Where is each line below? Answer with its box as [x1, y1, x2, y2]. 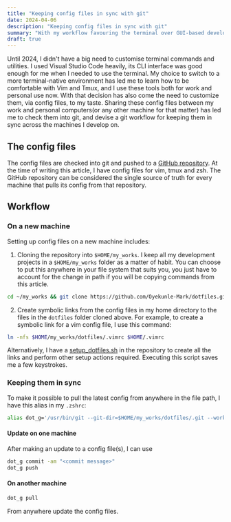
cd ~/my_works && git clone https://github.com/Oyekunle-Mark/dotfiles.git [7, 293, 229, 300]
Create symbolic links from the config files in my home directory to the [16, 305, 217, 314]
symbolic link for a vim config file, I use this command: [16, 320, 172, 328]
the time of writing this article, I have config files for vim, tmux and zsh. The [7, 166, 221, 174]
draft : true [7, 36, 41, 43]
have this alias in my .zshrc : [7, 401, 87, 409]
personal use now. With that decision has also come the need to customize [7, 91, 219, 100]
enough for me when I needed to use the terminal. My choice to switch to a [7, 70, 220, 78]
